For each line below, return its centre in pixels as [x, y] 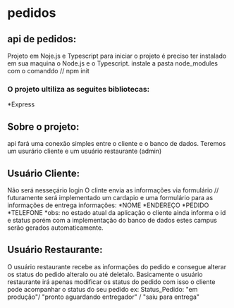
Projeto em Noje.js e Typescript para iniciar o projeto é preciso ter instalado [117, 56]
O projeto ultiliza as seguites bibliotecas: [79, 89]
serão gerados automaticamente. [55, 228]
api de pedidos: [42, 39]
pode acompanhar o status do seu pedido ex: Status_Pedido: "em [103, 289]
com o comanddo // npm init [48, 71]
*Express [21, 104]
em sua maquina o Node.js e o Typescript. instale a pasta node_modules [113, 63]
